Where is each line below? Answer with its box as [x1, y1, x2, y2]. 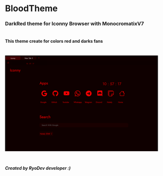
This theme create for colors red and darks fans [5, 38, 103, 44]
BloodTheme [5, 3, 58, 14]
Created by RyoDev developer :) [5, 165, 71, 171]
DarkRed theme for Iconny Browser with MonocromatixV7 [5, 20, 144, 27]
